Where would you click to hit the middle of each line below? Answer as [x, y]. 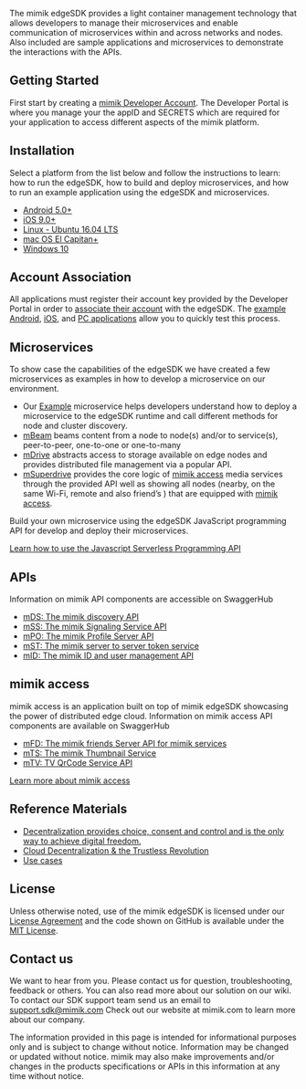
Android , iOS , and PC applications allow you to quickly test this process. [145, 319]
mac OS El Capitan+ [60, 239]
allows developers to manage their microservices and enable [124, 23]
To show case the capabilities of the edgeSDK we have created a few [140, 370]
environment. [34, 389]
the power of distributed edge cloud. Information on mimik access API [141, 716]
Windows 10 [46, 248]
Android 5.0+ [47, 210]
